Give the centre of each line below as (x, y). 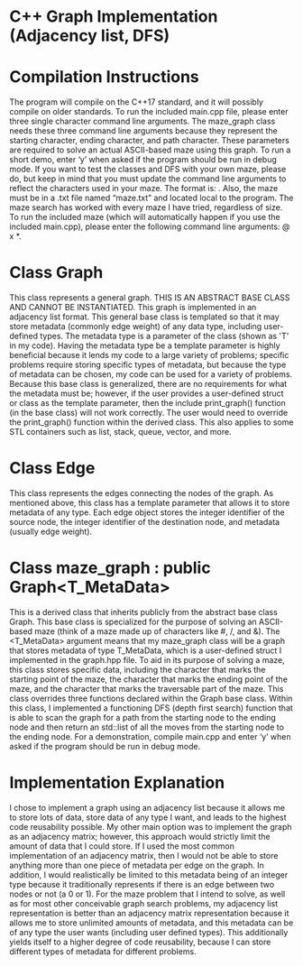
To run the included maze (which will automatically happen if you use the (145, 217)
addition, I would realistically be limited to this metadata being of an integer (149, 874)
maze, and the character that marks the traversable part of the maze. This (147, 688)
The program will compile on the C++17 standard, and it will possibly (137, 102)
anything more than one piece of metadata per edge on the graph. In (137, 865)
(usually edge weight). (51, 531)
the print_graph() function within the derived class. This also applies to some (151, 422)
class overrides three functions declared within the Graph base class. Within (151, 698)
